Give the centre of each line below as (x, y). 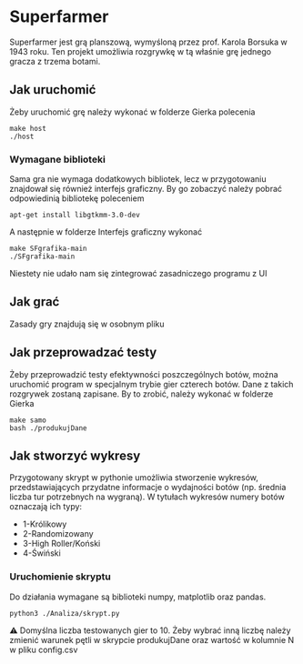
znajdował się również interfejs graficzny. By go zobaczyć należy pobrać (146, 189)
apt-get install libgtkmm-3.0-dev (75, 216)
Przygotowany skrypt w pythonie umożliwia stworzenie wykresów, (134, 478)
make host (28, 128)
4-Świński (41, 553)
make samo (28, 420)
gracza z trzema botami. (55, 61)
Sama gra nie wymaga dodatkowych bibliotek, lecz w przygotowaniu (138, 179)
